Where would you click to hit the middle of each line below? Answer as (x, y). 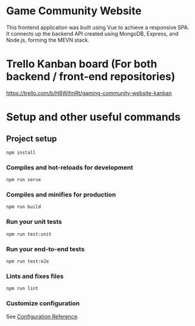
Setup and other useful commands (93, 117)
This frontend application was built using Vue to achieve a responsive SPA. (98, 27)
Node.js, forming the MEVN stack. (48, 40)
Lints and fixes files (35, 276)
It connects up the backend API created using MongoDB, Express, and (92, 33)
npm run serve (24, 180)
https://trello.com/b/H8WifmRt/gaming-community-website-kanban (89, 93)
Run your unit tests (34, 222)
